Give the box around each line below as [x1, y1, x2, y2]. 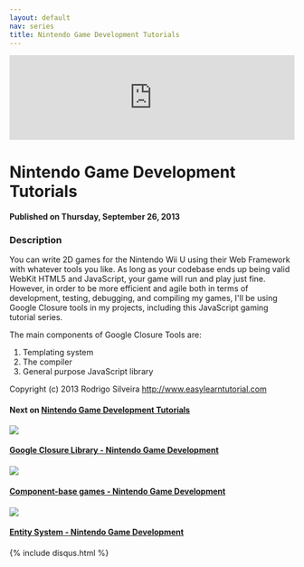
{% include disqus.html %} [9, 548, 109, 559]
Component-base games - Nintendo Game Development [9, 486, 226, 496]
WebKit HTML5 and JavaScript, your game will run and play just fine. [9, 273, 266, 285]
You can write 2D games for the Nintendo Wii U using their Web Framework [9, 254, 291, 265]
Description [9, 234, 62, 247]
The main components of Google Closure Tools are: [9, 329, 202, 340]
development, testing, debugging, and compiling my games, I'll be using [9, 293, 278, 304]
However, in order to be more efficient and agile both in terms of [9, 283, 249, 294]
